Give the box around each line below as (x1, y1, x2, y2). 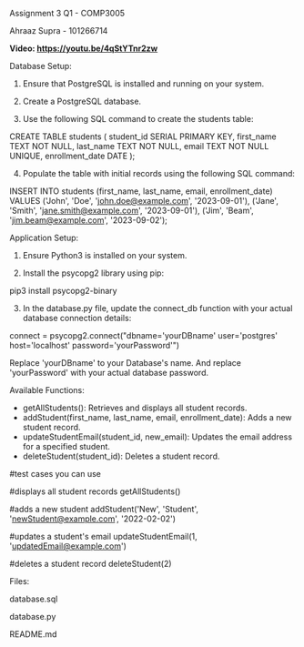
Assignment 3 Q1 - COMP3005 (9, 8, 126, 18)
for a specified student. (22, 441, 111, 451)
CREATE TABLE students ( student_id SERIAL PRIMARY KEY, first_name (9, 131, 277, 142)
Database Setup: (9, 61, 73, 71)
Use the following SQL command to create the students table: (22, 114, 254, 124)
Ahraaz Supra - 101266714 (9, 25, 108, 35)
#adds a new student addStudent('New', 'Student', (9, 504, 198, 514)
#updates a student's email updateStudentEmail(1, (9, 531, 198, 541)
